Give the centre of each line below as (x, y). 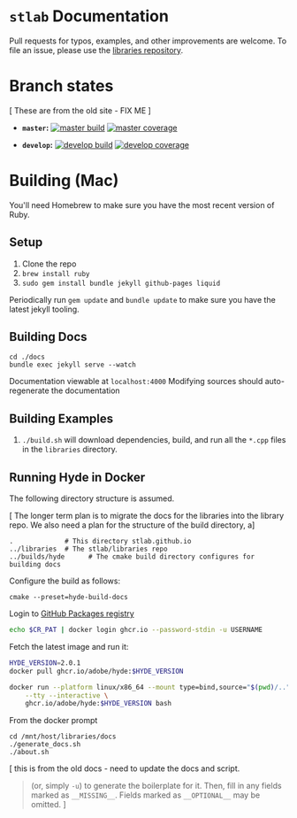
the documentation (86, 390)
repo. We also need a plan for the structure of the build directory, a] (132, 525)
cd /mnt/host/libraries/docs (63, 737)
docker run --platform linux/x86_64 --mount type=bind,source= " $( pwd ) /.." (150, 687)
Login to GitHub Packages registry (72, 613)
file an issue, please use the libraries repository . (96, 50)
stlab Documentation (89, 16)
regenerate (30, 390)
